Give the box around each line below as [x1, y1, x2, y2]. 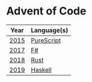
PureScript [31, 36, 61, 45]
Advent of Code [6, 4, 87, 18]
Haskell [31, 65, 52, 74]
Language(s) [31, 26, 69, 34]
